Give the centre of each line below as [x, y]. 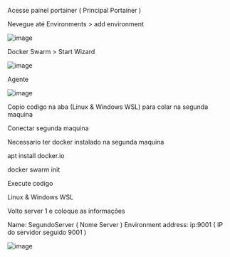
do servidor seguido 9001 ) [47, 232]
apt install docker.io [36, 156]
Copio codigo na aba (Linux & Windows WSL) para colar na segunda [108, 107]
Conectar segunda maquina [48, 128]
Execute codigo [30, 183]
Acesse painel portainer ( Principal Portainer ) [74, 10]
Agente [18, 79]
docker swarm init [34, 169]
